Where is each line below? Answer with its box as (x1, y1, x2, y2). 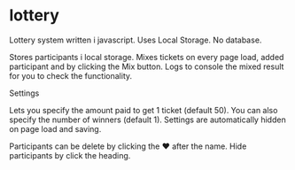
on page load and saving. (9, 123, 102, 134)
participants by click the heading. (9, 150, 131, 160)
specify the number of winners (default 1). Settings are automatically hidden (9, 114, 286, 125)
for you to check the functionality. (9, 70, 133, 81)
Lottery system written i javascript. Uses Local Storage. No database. (9, 35, 262, 45)
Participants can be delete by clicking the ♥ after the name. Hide (9, 141, 247, 151)
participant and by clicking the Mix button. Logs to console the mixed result (9, 61, 284, 72)
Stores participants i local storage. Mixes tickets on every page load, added (9, 51, 284, 62)
